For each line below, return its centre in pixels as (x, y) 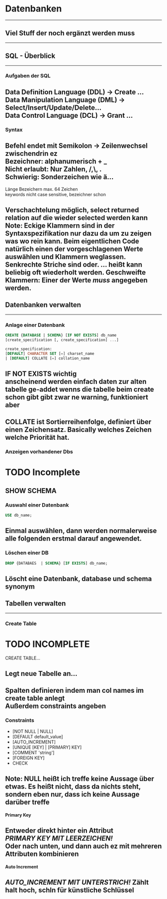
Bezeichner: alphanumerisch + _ (56, 161)
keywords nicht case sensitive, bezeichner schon (55, 194)
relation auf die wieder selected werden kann (77, 218)
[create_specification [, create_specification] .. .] (62, 340)
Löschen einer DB (27, 553)
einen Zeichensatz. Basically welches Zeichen (79, 430)
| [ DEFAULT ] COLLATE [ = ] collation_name (48, 358)
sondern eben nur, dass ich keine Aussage (72, 794)
